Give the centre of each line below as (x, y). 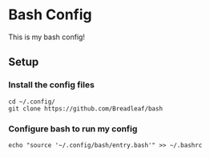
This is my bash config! (47, 37)
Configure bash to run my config (73, 128)
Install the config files (51, 85)
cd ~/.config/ (32, 102)
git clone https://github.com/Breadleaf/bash (85, 109)
